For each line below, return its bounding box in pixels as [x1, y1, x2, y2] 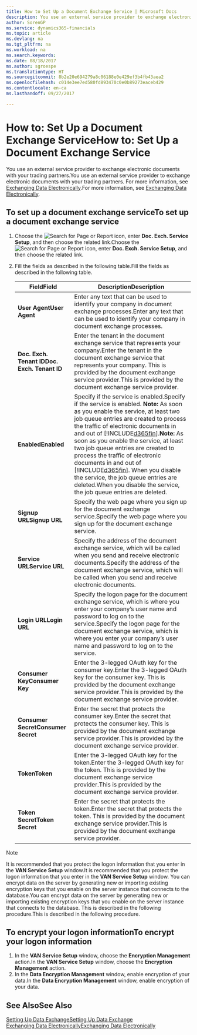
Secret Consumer [17, 723, 66, 731]
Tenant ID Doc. [17, 357, 59, 365]
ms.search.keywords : [6, 52, 57, 58]
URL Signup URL [17, 515, 63, 524]
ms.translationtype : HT [6, 69, 64, 75]
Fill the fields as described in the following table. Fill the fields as [14, 262, 169, 269]
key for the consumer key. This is [74, 673, 165, 681]
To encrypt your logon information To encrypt [6, 927, 175, 937]
